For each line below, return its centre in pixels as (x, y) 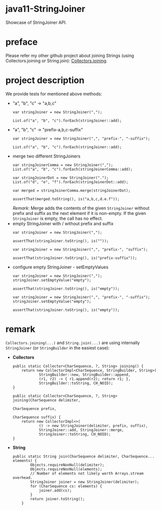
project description (45, 80)
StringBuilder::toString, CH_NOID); (76, 383)
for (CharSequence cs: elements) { (66, 486)
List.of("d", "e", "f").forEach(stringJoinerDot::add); (70, 182)
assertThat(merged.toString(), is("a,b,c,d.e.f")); (66, 199)
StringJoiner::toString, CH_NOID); (75, 434)
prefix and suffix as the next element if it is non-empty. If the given (79, 213)
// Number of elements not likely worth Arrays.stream (87, 473)
